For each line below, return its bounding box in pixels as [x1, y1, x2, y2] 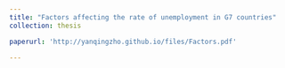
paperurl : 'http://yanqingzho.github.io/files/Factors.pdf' [9, 37, 238, 46]
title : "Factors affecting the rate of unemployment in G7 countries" [9, 12, 277, 22]
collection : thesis [9, 21, 82, 30]
